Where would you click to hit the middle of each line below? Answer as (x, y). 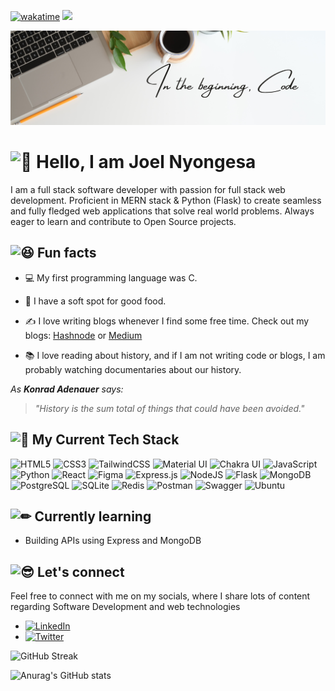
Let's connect (80, 571)
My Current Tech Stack (105, 440)
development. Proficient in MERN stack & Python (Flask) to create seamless (166, 201)
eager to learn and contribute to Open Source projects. (123, 222)
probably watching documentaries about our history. (133, 369)
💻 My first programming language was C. (111, 277)
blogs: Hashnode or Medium (83, 335)
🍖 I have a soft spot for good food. (95, 301)
